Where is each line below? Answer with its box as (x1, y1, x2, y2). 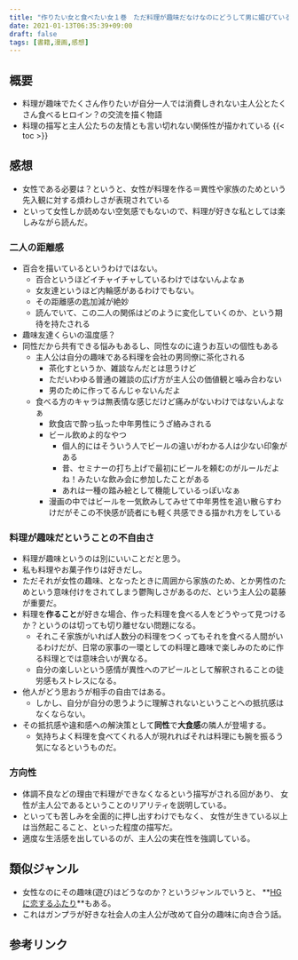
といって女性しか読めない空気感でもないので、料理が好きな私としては (21, 205, 278, 216)
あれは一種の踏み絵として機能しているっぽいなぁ (61, 485, 241, 496)
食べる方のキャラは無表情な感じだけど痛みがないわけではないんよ (35, 396, 277, 407)
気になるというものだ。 (35, 742, 122, 753)
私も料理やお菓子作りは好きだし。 (21, 565, 147, 575)
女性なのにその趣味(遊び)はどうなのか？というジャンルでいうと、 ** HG (21, 886, 282, 897)
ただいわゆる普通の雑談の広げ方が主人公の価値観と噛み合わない (48, 374, 282, 385)
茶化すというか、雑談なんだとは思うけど (48, 363, 197, 374)
